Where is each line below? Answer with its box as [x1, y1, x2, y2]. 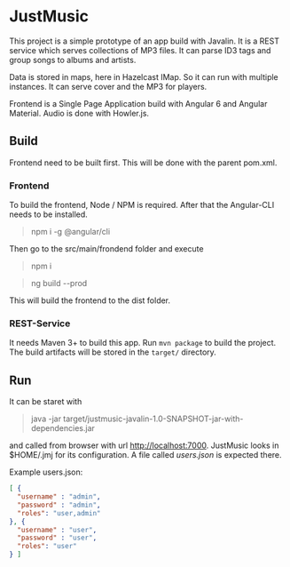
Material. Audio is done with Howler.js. [9, 108, 149, 118]
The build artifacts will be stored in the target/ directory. [9, 347, 217, 357]
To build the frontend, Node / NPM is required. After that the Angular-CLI [9, 200, 275, 211]
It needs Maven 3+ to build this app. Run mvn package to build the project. [9, 338, 277, 348]
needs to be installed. [9, 209, 89, 220]
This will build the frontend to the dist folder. [9, 295, 171, 306]
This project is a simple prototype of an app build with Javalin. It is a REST [9, 36, 279, 46]
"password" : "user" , [17, 533, 98, 543]
